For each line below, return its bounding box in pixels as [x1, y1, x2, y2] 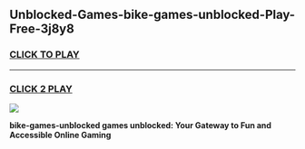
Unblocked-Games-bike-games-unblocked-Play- [9, 7, 296, 23]
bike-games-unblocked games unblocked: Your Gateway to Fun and [9, 119, 272, 130]
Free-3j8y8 [9, 22, 74, 37]
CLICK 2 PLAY [9, 82, 73, 95]
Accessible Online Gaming [9, 129, 112, 140]
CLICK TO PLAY [9, 49, 80, 61]
